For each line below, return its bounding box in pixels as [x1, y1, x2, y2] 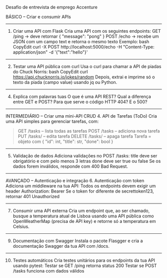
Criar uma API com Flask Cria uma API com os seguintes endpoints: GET [12, 28, 161, 34]
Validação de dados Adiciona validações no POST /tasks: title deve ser [12, 153, 158, 158]
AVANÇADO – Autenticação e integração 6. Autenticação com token [5, 178, 144, 183]
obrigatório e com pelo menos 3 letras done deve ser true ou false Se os [12, 158, 161, 164]
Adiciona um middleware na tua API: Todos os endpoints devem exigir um [5, 183, 156, 189]
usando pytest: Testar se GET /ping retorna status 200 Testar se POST [12, 263, 157, 269]
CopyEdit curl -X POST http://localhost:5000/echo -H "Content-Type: [12, 44, 155, 50]
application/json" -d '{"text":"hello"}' [12, 49, 88, 55]
